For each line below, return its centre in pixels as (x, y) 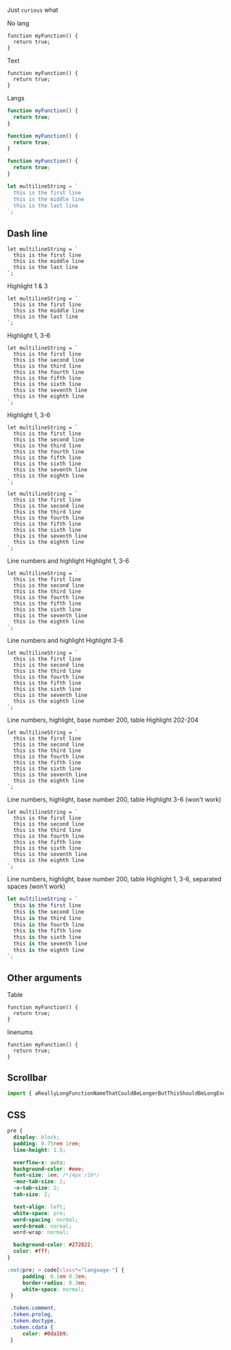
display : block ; (36, 1137)
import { (20, 1093)
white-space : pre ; (40, 1213)
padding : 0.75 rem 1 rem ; (47, 1144)
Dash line (27, 233)
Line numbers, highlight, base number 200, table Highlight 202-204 (103, 720)
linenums (20, 1032)
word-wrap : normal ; (41, 1232)
